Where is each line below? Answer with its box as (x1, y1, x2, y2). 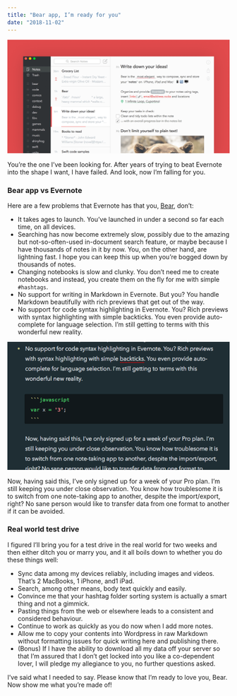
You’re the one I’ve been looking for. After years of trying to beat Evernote (7, 160, 222, 169)
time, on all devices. (17, 223, 76, 231)
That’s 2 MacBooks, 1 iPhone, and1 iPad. (17, 577, 135, 585)
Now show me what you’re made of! (7, 680, 113, 689)
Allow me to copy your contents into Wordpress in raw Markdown (17, 629, 208, 637)
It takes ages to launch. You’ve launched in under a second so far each (17, 216, 224, 224)
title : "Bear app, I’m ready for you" (7, 11, 121, 18)
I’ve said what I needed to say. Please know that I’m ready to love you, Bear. (7, 673, 228, 681)
